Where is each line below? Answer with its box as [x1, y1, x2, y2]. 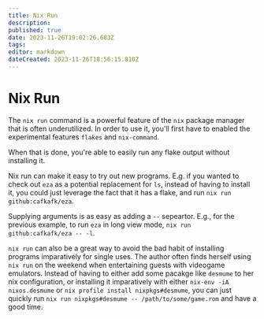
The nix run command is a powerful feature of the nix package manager [8, 115, 245, 124]
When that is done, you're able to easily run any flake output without [8, 147, 230, 157]
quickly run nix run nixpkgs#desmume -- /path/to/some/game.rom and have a [8, 293, 257, 303]
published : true [8, 26, 61, 34]
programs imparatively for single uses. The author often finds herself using [8, 251, 251, 261]
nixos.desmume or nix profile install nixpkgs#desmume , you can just [8, 285, 232, 295]
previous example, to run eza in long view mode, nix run [8, 220, 191, 229]
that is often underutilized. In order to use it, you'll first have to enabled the [8, 124, 251, 133]
